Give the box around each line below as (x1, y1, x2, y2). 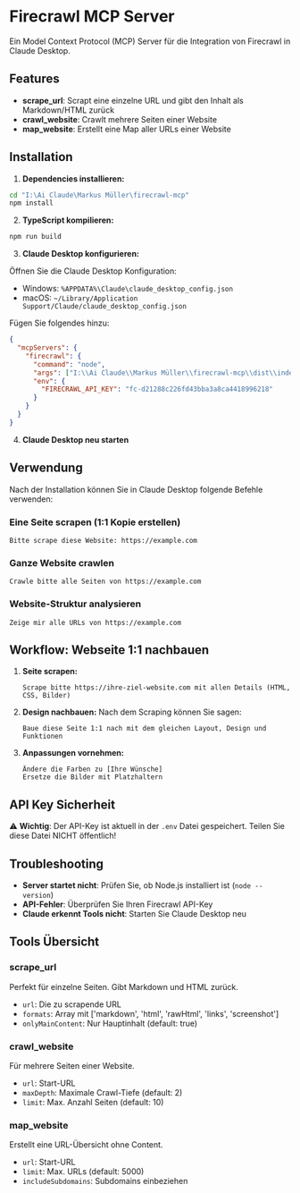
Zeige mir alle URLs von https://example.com (9, 618, 181, 627)
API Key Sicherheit (9, 797, 116, 812)
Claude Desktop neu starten (21, 434, 129, 444)
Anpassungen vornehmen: (21, 748, 125, 758)
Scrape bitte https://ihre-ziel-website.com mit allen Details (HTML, (21, 683, 291, 692)
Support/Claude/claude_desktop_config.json (21, 302, 187, 311)
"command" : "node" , (32, 360, 105, 368)
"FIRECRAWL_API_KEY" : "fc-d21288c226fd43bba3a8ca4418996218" (41, 385, 274, 394)
